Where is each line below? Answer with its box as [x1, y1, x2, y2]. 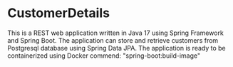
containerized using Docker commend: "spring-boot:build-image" [7, 51, 201, 60]
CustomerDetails [7, 5, 110, 21]
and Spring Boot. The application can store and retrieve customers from [7, 36, 219, 44]
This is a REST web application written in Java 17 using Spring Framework [7, 29, 224, 37]
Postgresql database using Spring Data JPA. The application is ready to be [7, 43, 226, 52]
